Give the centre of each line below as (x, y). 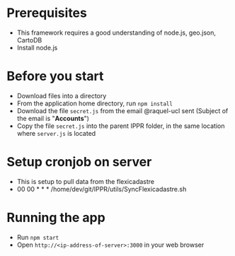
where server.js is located (56, 133)
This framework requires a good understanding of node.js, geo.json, (116, 33)
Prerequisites (47, 13)
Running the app (56, 218)
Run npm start (38, 237)
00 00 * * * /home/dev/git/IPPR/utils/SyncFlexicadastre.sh (102, 189)
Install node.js (37, 47)
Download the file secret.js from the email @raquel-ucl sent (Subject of (122, 110)
